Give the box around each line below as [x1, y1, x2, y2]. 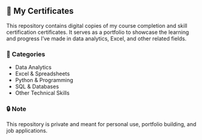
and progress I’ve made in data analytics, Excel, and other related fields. [6, 34, 187, 42]
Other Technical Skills [15, 89, 70, 97]
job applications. [6, 127, 48, 135]
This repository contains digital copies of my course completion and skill [6, 22, 187, 29]
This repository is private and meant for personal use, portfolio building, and [6, 121, 197, 128]
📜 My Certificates [6, 6, 74, 16]
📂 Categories [6, 49, 45, 58]
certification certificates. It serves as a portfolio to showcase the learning [6, 28, 189, 36]
